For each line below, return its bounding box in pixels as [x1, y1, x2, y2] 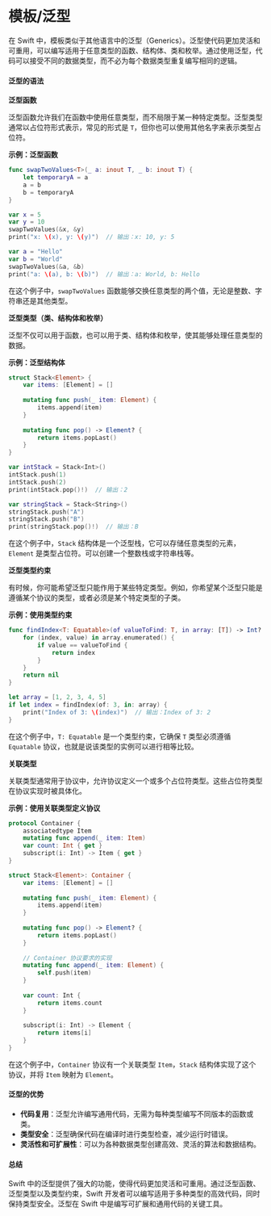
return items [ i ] [37, 1029, 92, 1038]
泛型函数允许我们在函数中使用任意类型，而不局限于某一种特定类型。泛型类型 [8, 112, 263, 122]
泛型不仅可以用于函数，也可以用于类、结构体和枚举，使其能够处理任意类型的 [8, 330, 263, 340]
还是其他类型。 [22, 296, 73, 305]
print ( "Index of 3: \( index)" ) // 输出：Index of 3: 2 [23, 708, 211, 716]
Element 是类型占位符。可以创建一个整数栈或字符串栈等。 [8, 548, 199, 558]
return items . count [37, 999, 103, 1007]
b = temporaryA [23, 188, 74, 196]
